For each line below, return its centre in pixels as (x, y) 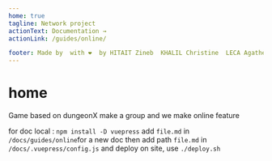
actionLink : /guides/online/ (57, 38)
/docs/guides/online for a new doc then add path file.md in (108, 140)
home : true (27, 16)
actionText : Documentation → (57, 31)
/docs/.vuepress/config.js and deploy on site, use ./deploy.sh (115, 148)
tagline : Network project (52, 23)
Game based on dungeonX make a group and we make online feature (124, 116)
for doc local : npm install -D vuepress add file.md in (99, 131)
